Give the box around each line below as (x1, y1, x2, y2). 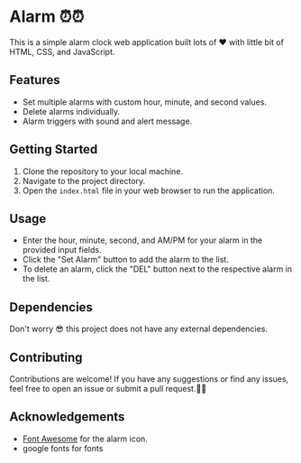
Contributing (9, 349, 83, 365)
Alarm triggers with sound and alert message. (22, 116, 193, 126)
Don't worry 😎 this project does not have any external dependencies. (9, 323, 269, 335)
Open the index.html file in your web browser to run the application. (22, 185, 275, 196)
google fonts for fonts (22, 442, 104, 453)
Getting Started (9, 142, 98, 157)
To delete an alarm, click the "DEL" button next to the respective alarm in (22, 264, 293, 274)
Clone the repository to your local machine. (22, 165, 183, 177)
